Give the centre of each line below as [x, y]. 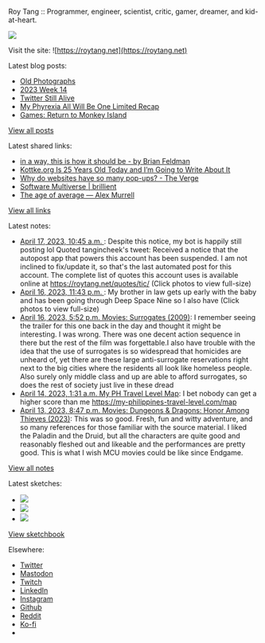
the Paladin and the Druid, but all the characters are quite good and [130, 436]
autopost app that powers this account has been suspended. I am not [134, 258]
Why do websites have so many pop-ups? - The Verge [109, 178]
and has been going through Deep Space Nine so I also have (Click [130, 300]
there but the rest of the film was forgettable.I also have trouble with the [138, 343]
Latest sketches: [35, 483]
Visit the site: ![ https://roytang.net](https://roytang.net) [98, 50]
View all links [30, 210]
